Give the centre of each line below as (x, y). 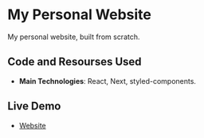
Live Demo (34, 106)
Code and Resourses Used (75, 62)
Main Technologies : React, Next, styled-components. (108, 81)
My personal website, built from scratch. (74, 37)
